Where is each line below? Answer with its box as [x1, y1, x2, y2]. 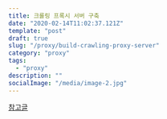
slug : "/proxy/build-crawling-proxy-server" [8, 42, 160, 50]
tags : [8, 57, 26, 65]
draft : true [8, 34, 48, 43]
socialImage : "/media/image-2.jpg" [8, 79, 128, 87]
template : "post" [8, 27, 67, 35]
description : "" [8, 72, 63, 80]
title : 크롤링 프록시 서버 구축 [8, 11, 100, 20]
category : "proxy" [8, 49, 70, 57]
